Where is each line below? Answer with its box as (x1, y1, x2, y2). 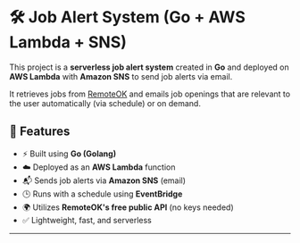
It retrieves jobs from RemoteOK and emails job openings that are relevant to (9, 88, 291, 99)
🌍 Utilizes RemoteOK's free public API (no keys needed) (21, 202, 234, 213)
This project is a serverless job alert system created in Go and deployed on (9, 62, 289, 72)
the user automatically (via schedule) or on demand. (9, 97, 201, 108)
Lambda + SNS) (9, 32, 128, 53)
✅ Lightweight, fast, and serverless (21, 214, 152, 225)
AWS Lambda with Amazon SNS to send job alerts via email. (9, 71, 233, 81)
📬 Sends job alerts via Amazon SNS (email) (21, 175, 186, 186)
